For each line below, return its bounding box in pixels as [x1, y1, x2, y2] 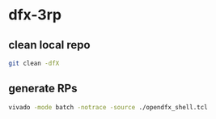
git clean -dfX [8, 59, 60, 67]
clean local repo [8, 38, 91, 52]
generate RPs [8, 82, 78, 96]
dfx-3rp [8, 6, 62, 24]
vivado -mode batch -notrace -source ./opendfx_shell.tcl [8, 103, 208, 111]
